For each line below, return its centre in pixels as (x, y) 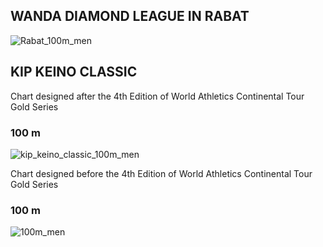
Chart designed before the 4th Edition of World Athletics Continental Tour (161, 173)
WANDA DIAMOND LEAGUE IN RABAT (130, 16)
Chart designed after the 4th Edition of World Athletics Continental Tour (157, 96)
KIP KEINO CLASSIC (74, 72)
